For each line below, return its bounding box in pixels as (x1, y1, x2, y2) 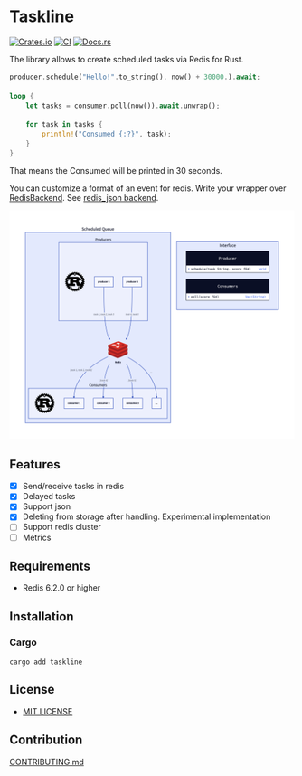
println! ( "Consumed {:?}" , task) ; (42, 129, 172, 139)
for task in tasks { (25, 120, 103, 129)
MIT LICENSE (22, 705, 73, 716)
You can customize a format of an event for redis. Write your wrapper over (9, 183, 287, 194)
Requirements (9, 558, 90, 573)
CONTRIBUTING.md (9, 756, 84, 767)
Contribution (9, 733, 83, 748)
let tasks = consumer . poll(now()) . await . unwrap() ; (25, 101, 221, 110)
